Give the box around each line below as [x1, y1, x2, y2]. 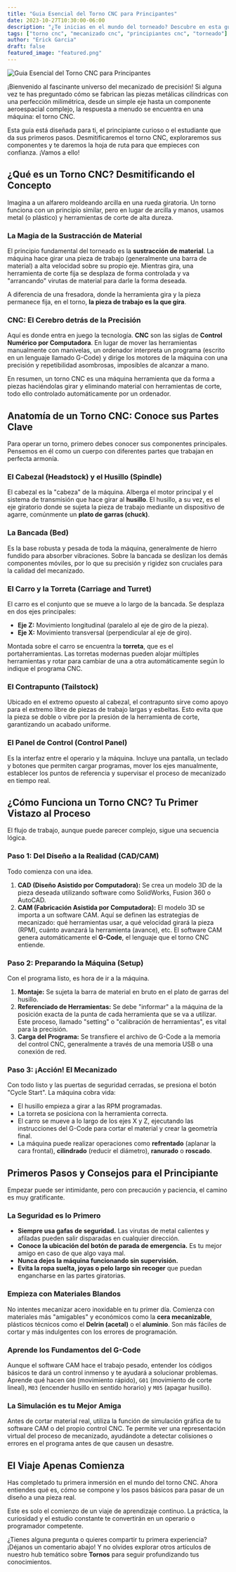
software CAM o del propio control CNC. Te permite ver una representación [7, 1424, 226, 1433]
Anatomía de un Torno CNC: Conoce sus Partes [7, 410, 219, 422]
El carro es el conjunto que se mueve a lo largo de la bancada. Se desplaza [7, 599, 225, 608]
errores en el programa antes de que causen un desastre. [7, 1439, 174, 1448]
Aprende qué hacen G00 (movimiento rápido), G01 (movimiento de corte [7, 1375, 213, 1384]
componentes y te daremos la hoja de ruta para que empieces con [7, 141, 200, 149]
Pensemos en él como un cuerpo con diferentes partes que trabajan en [7, 447, 214, 455]
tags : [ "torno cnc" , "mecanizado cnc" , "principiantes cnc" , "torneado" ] [7, 30, 228, 37]
